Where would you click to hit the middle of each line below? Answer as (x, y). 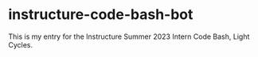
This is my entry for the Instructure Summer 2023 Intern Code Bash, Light (129, 36)
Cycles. (21, 44)
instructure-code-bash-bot (101, 15)
